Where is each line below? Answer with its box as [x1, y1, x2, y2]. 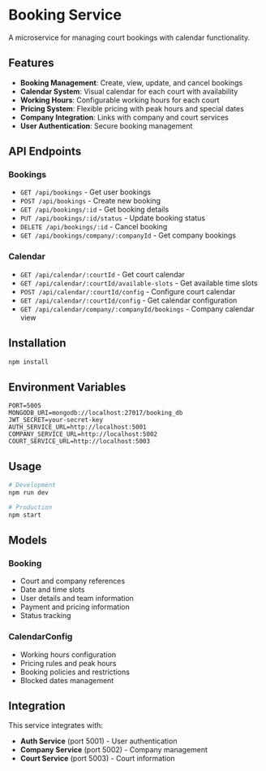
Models [8, 533, 47, 547]
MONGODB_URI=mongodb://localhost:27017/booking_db [8, 409, 183, 417]
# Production [8, 503, 53, 512]
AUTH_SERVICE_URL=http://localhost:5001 [8, 423, 148, 432]
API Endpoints [8, 145, 82, 159]
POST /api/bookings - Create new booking [19, 196, 161, 206]
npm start [8, 511, 42, 519]
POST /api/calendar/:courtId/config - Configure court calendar [19, 286, 236, 296]
